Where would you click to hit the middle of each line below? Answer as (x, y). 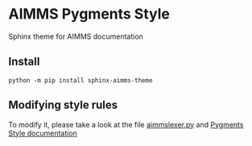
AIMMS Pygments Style (89, 14)
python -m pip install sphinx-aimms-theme (81, 80)
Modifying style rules (63, 105)
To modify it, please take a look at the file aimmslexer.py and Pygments (126, 124)
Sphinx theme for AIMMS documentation (76, 36)
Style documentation (43, 133)
